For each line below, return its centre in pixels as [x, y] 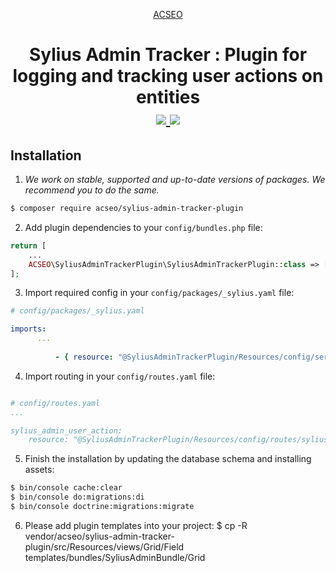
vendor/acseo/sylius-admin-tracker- [99, 536]
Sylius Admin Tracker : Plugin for [168, 55]
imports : [28, 329]
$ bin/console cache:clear [66, 488]
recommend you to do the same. [92, 190]
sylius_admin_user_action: [66, 430]
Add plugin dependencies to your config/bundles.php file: [143, 227]
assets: [39, 470]
